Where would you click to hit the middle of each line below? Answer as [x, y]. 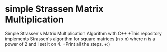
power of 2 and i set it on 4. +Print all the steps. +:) [57, 44]
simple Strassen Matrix [54, 9]
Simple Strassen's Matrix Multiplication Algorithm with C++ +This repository [83, 33]
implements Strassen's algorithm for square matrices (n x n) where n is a [80, 39]
